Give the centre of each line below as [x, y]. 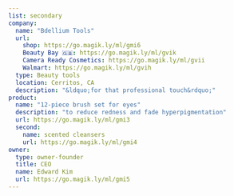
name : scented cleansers [64, 134]
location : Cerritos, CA [55, 82]
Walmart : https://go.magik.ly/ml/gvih [87, 68]
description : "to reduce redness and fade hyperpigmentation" [121, 113]
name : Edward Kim [44, 172]
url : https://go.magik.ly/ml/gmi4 [80, 142]
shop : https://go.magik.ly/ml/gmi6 [82, 46]
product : [23, 98]
